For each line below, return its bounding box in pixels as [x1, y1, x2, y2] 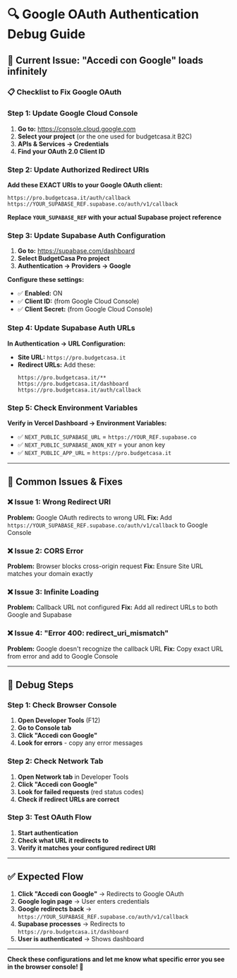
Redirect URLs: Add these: [17, 360, 96, 369]
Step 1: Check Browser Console [7, 700, 117, 709]
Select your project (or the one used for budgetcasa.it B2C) [17, 132, 193, 141]
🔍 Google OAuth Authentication [7, 6, 200, 23]
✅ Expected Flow [7, 871, 84, 883]
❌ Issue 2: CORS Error [7, 546, 84, 555]
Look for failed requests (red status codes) [17, 787, 145, 796]
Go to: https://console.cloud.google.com [17, 124, 136, 133]
